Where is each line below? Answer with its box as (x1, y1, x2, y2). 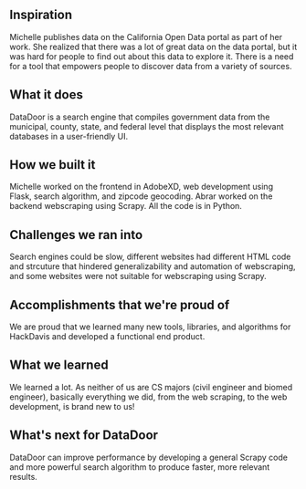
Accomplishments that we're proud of (9, 297, 230, 313)
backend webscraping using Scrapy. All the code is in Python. (9, 201, 242, 212)
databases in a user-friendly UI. (9, 130, 129, 141)
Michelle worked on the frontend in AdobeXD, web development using (9, 182, 274, 192)
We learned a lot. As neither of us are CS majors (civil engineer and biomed (9, 381, 293, 392)
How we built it (9, 157, 96, 172)
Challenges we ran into (9, 227, 143, 243)
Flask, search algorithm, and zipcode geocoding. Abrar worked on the (9, 191, 273, 202)
